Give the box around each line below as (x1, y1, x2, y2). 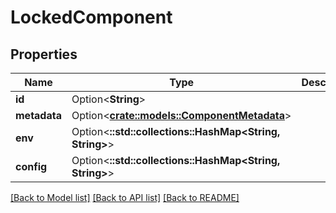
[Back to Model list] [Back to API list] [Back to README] (10, 192, 240, 203)
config (15, 160, 48, 173)
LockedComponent (10, 6, 173, 29)
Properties (10, 46, 78, 63)
